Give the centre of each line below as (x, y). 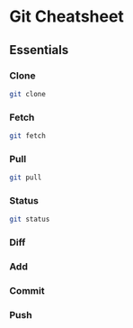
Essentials (39, 50)
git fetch (28, 136)
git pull (26, 178)
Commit (27, 291)
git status (30, 219)
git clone (28, 94)
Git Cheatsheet (66, 17)
